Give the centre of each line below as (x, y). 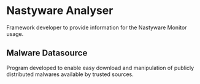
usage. (15, 33)
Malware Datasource (47, 53)
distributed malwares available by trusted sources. (70, 74)
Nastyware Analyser (60, 11)
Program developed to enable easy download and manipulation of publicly (100, 68)
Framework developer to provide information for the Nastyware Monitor (97, 27)
